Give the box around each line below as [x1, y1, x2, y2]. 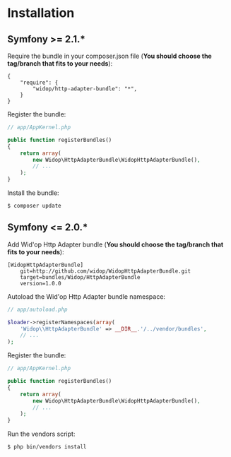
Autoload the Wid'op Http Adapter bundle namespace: [7, 292, 166, 301]
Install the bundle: [7, 189, 59, 197]
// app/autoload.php [7, 306, 69, 313]
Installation [7, 5, 75, 21]
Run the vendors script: [7, 429, 76, 439]
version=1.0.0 [20, 280, 61, 287]
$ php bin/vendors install [7, 444, 87, 451]
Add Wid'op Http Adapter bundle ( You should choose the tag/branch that [7, 240, 224, 249]
